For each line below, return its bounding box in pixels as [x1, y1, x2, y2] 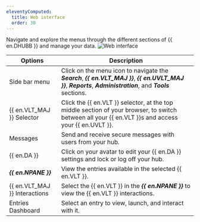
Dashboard [9, 207, 40, 215]
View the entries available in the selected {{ [61, 165, 182, 173]
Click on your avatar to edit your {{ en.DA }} [61, 148, 182, 156]
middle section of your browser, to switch [61, 106, 177, 114]
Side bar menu [9, 78, 51, 86]
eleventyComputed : [6, 8, 52, 15]
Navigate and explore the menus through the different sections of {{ [6, 36, 173, 43]
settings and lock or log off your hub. [61, 155, 164, 164]
